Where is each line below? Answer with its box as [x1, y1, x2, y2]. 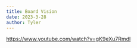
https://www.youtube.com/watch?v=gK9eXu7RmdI [6, 36, 131, 43]
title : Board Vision [6, 8, 58, 15]
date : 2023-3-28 [6, 14, 46, 20]
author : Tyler [6, 19, 42, 25]
